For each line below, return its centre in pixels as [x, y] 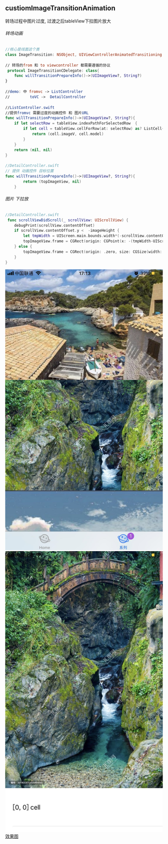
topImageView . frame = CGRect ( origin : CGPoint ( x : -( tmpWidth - [88, 241]
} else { [23, 247]
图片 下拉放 [17, 199]
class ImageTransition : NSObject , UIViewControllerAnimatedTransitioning [84, 55]
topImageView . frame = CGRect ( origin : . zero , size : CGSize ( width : [93, 252]
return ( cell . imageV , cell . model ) [68, 134]
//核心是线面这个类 [22, 50]
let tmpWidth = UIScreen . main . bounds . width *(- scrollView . [85, 236]
